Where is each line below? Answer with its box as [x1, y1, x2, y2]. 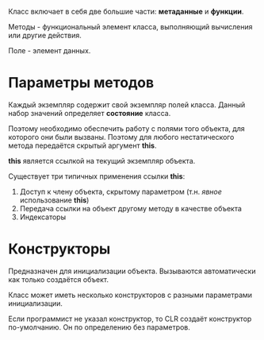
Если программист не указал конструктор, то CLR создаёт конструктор [8, 314, 252, 323]
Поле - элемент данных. [8, 46, 91, 55]
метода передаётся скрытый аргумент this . [8, 141, 157, 150]
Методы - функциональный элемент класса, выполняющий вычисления [8, 22, 253, 31]
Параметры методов [8, 74, 155, 92]
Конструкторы [8, 240, 111, 258]
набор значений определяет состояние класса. [8, 108, 171, 118]
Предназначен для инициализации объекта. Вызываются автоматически [8, 266, 256, 276]
